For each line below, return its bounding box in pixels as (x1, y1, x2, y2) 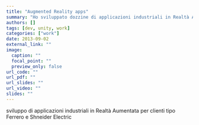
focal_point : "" (11, 58, 52, 64)
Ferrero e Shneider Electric (6, 113, 72, 120)
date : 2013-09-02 (6, 36, 49, 42)
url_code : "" (6, 69, 38, 75)
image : (6, 47, 23, 53)
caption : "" (11, 52, 41, 58)
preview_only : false (11, 63, 62, 70)
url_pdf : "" (6, 74, 36, 80)
